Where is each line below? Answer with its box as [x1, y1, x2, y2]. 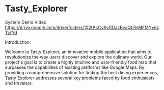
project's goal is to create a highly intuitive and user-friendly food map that [5, 59, 157, 65]
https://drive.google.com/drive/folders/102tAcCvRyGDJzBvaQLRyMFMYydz [5, 24, 160, 30]
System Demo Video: [5, 19, 48, 25]
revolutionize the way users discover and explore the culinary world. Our [5, 54, 152, 60]
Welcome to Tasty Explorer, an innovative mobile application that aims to [5, 49, 152, 55]
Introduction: [5, 39, 31, 45]
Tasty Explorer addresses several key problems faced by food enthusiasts [5, 75, 155, 81]
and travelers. [5, 80, 33, 86]
